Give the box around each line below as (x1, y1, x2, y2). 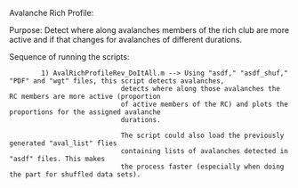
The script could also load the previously (120, 131, 285, 140)
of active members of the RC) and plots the (120, 100, 289, 109)
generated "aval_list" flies (9, 139, 117, 148)
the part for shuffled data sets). (9, 170, 141, 179)
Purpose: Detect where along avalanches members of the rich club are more (9, 25, 290, 35)
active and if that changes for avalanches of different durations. (9, 35, 243, 45)
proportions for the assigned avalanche (9, 108, 162, 117)
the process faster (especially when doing (120, 162, 285, 171)
